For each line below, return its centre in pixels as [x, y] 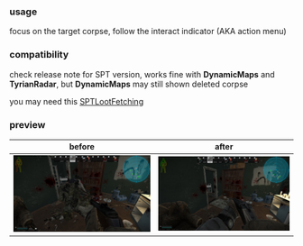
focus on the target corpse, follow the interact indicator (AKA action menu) [148, 32]
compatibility [39, 55]
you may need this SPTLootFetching [77, 101]
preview [28, 124]
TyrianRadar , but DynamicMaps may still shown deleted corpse [129, 84]
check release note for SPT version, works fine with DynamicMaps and [142, 74]
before [82, 147]
